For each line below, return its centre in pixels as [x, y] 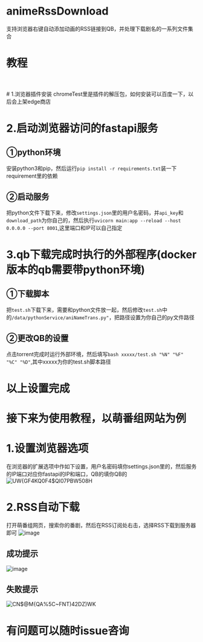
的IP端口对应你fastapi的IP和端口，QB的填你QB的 [67, 474]
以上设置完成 [38, 388]
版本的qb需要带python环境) [76, 270]
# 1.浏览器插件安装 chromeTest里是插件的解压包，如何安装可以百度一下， [97, 94]
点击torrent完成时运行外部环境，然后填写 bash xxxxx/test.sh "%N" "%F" [95, 354]
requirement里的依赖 [32, 176]
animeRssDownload [57, 11]
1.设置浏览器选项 [47, 449]
